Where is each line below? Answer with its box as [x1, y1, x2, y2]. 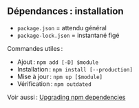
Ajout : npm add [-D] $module [17, 58, 98, 66]
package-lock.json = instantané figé [17, 31, 120, 39]
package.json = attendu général [17, 23, 107, 32]
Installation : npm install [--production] [17, 65, 133, 73]
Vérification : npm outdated [17, 79, 92, 88]
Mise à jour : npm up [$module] [17, 72, 103, 80]
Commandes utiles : [7, 44, 63, 52]
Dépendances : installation [7, 6, 124, 17]
